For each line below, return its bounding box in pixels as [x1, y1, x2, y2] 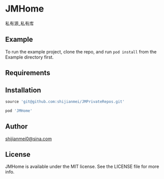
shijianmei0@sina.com [5, 136, 52, 142]
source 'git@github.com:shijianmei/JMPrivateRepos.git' [5, 99, 125, 104]
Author [5, 122, 28, 131]
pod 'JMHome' [5, 108, 33, 113]
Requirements [5, 69, 50, 77]
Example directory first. [5, 54, 54, 60]
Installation [5, 86, 41, 94]
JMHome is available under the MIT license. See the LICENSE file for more [5, 163, 159, 169]
